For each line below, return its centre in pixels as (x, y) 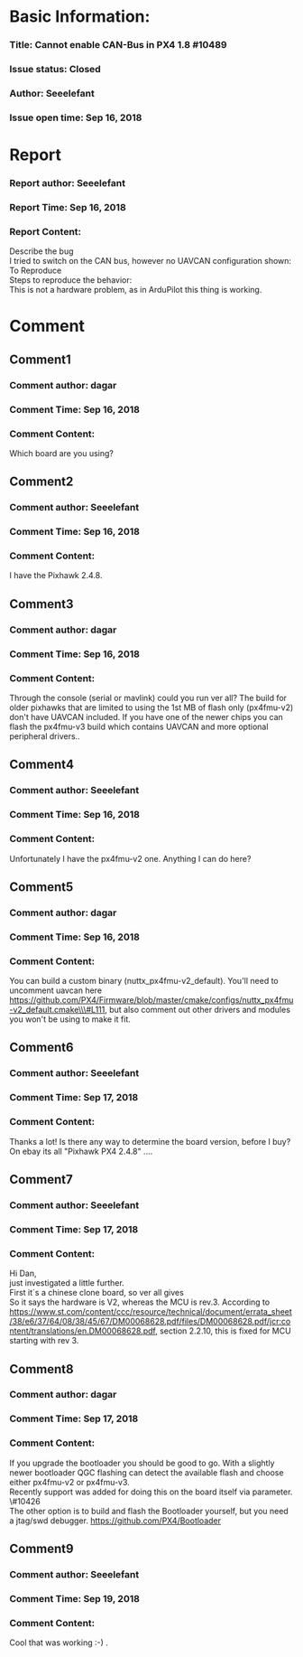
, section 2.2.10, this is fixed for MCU (223, 1331)
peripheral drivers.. (45, 736)
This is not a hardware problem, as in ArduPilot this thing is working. (136, 290)
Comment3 (41, 604)
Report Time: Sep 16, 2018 (68, 207)
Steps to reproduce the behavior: (71, 280)
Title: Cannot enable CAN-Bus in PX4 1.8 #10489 (118, 45)
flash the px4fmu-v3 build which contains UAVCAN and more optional (139, 726)
